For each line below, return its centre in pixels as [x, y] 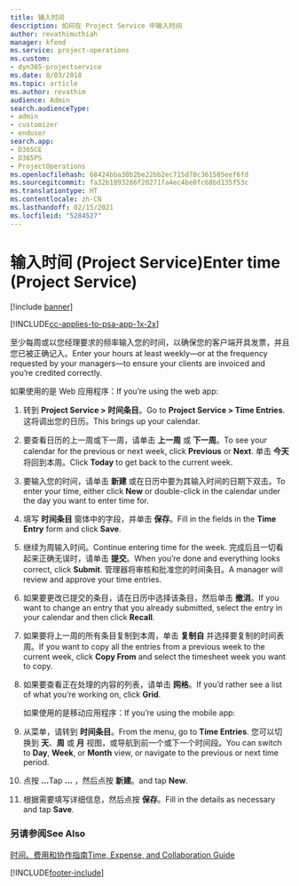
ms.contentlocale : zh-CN [56, 200]
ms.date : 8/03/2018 [46, 76]
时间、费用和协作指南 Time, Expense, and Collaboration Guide [122, 855]
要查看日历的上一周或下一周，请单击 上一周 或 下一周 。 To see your [145, 440]
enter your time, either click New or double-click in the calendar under [152, 491]
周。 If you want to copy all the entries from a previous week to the [144, 646]
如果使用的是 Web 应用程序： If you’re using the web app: [114, 391]
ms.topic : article [44, 84]
